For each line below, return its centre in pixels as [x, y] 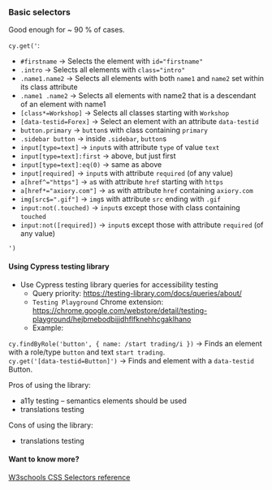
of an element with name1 [63, 105]
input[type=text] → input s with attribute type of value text [120, 148]
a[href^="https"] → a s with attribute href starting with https [122, 182]
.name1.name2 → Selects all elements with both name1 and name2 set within [142, 79]
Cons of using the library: [51, 425]
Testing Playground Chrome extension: [98, 302]
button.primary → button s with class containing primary [114, 130]
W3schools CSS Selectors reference [69, 477]
